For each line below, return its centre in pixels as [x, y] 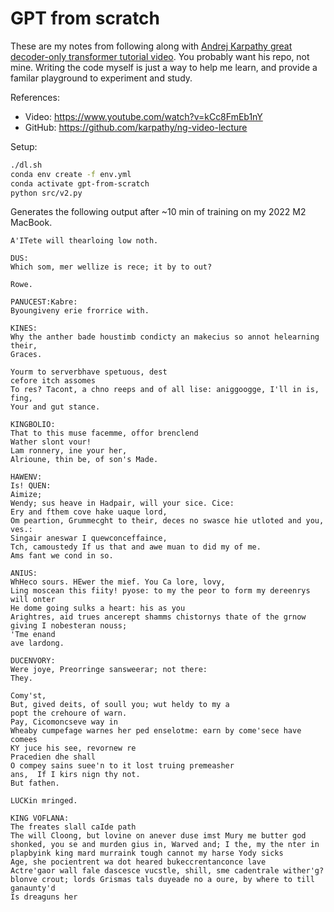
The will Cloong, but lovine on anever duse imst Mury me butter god [158, 836]
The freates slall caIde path [73, 827]
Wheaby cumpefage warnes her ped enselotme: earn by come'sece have [156, 731]
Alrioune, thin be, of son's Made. [84, 460]
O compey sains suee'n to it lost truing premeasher [122, 766]
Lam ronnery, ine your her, [69, 451]
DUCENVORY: [33, 661]
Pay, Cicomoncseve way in [64, 722]
